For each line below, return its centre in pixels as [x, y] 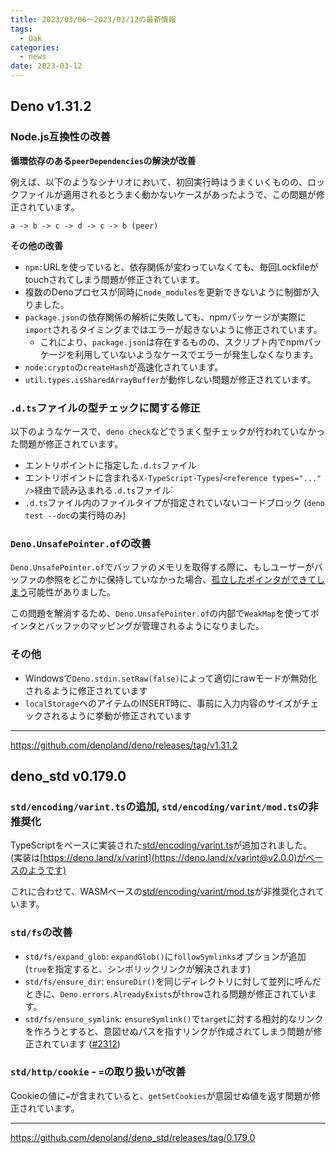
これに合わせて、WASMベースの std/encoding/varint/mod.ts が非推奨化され [163, 892]
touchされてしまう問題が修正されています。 [114, 279]
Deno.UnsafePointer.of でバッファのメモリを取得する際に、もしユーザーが [162, 567]
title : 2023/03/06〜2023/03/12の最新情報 [93, 19]
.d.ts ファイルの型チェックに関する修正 [105, 408]
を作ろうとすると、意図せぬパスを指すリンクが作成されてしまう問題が [169, 1031]
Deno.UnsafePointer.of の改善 [81, 543]
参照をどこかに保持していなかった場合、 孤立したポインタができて [180, 580]
